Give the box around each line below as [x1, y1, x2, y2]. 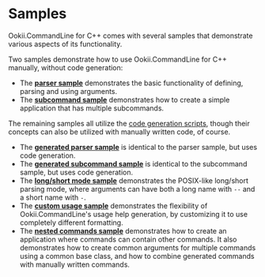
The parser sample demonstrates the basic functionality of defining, [19, 78, 244, 88]
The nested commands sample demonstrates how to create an [19, 226, 227, 235]
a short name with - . [19, 193, 87, 202]
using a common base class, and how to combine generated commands [19, 251, 255, 260]
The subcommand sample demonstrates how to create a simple [19, 95, 230, 104]
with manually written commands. [19, 260, 131, 269]
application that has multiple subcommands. [19, 103, 165, 113]
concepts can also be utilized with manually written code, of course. [8, 127, 231, 137]
